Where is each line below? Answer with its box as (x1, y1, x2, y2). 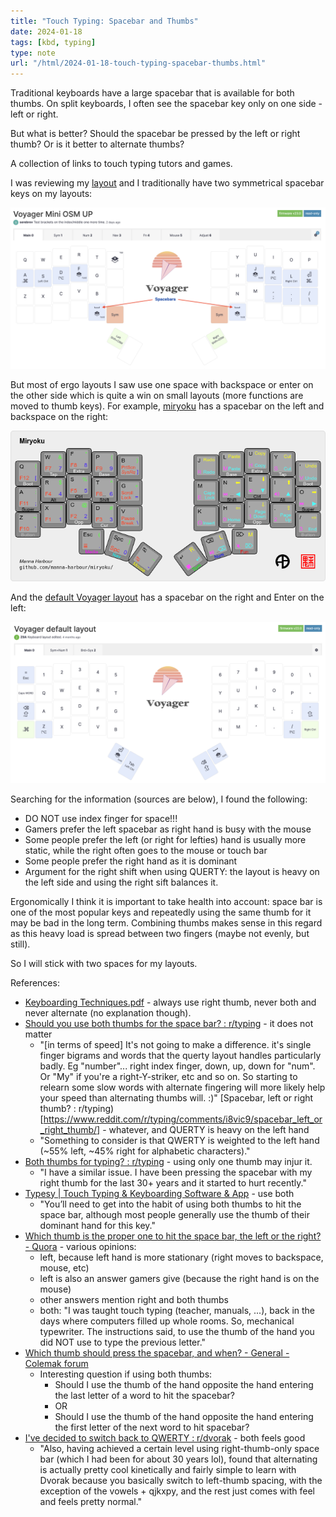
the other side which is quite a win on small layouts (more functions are (10, 390, 304, 402)
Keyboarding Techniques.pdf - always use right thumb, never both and (24, 996, 317, 1008)
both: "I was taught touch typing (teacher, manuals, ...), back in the (39, 1304, 316, 1316)
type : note (10, 48, 56, 58)
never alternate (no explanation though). (24, 1006, 192, 1019)
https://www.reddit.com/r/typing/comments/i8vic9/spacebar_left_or (43, 1113, 323, 1125)
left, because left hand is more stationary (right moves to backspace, (39, 1251, 324, 1263)
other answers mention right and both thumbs (39, 1293, 229, 1305)
